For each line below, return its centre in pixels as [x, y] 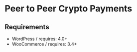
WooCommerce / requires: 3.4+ [44, 44]
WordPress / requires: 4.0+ [40, 39]
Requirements [27, 27]
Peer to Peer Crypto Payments [68, 9]
